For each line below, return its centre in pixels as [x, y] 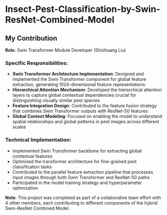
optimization [25, 188]
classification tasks [32, 167]
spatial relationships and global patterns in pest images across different [86, 122]
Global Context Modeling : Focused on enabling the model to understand [87, 116]
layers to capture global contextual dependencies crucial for [74, 95]
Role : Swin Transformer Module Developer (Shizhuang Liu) [66, 50]
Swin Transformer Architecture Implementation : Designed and [78, 74]
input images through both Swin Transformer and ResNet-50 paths [81, 177]
